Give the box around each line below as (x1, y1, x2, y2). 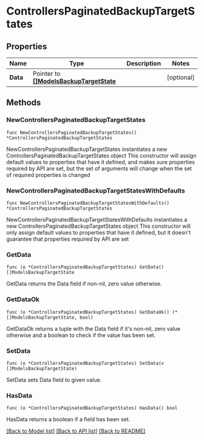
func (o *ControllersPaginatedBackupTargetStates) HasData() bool (6, 405, 178, 412)
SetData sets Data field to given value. (6, 376, 102, 383)
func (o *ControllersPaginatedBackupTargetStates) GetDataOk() (6, 309, 170, 315)
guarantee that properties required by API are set (6, 235, 129, 242)
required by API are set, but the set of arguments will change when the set (6, 165, 192, 172)
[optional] (166, 73, 195, 81)
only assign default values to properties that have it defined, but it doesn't (6, 228, 191, 236)
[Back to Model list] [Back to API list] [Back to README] (6, 427, 146, 435)
